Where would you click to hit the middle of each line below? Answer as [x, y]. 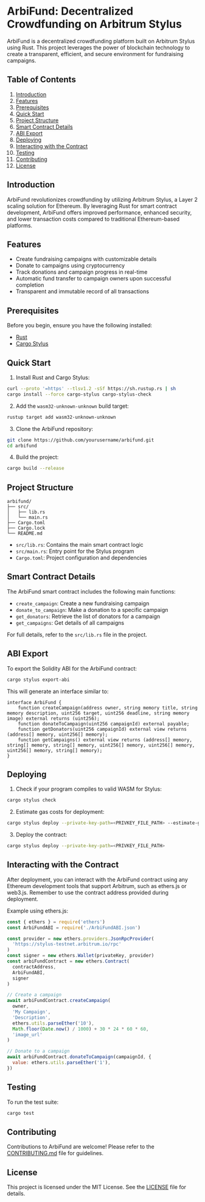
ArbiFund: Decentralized [70, 11]
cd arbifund [22, 446]
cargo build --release [36, 468]
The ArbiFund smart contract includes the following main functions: [91, 591]
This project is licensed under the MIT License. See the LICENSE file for [97, 1187]
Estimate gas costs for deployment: [60, 812]
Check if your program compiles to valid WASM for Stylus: [89, 789]
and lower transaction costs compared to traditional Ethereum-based [93, 219]
